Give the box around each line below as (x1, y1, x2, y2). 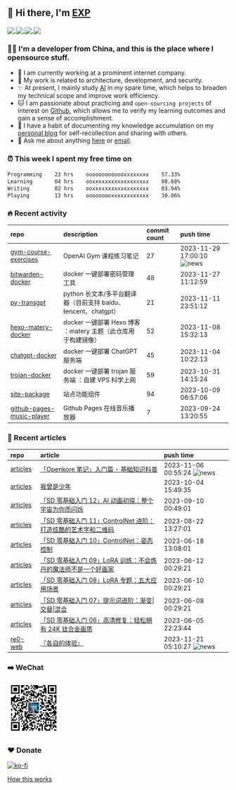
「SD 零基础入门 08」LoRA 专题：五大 (40, 576, 151, 584)
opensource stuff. (7, 52, 70, 62)
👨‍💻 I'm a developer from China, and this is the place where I (7, 44, 214, 54)
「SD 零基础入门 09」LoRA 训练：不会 (40, 556, 151, 565)
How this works (7, 775, 53, 784)
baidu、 (101, 299, 125, 307)
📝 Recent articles (7, 432, 67, 442)
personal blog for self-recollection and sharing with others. (17, 129, 188, 137)
